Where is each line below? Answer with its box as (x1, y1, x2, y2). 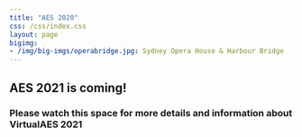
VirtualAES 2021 (9, 118, 83, 131)
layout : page (9, 30, 59, 39)
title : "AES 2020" (9, 13, 78, 23)
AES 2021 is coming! (9, 80, 127, 96)
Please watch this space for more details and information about (9, 107, 293, 120)
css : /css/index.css (9, 22, 87, 31)
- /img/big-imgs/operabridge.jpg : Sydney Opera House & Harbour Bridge (9, 47, 284, 56)
